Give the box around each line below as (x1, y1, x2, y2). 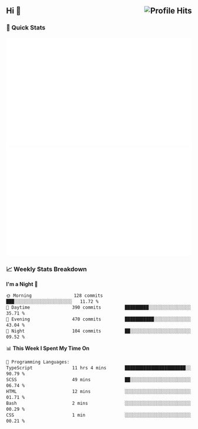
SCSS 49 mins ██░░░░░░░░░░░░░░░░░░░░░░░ (6, 376, 192, 382)
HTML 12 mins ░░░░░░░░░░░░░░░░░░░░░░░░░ (6, 388, 192, 394)
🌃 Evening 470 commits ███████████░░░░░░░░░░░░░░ (6, 316, 192, 322)
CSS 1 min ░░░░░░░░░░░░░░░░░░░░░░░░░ (6, 412, 192, 418)
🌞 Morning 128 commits (6, 293, 103, 299)
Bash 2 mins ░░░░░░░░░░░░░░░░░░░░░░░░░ (6, 400, 192, 406)
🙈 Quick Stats (6, 24, 46, 32)
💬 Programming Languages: (6, 359, 70, 365)
